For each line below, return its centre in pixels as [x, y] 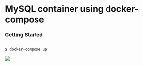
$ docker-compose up [26, 49]
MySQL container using [54, 9]
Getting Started [24, 35]
